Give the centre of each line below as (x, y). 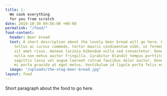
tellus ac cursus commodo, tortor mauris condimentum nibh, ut (81, 47)
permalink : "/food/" (27, 28)
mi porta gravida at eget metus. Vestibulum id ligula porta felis (85, 65)
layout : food (19, 74)
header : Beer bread (30, 38)
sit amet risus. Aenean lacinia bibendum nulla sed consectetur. (83, 51)
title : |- (15, 10)
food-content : (20, 33)
